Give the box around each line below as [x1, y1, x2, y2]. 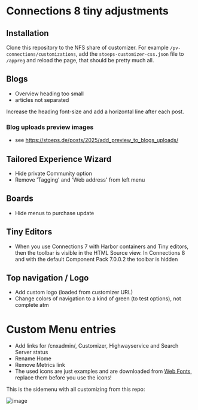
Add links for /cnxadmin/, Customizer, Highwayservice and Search [14, 342, 179, 349]
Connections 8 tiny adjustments [6, 4, 169, 18]
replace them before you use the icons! [14, 374, 112, 381]
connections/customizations [6, 52, 77, 58]
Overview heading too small [14, 90, 84, 97]
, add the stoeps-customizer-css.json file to [75, 50, 184, 58]
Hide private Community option [14, 170, 93, 177]
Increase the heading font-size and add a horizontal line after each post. [6, 108, 184, 115]
